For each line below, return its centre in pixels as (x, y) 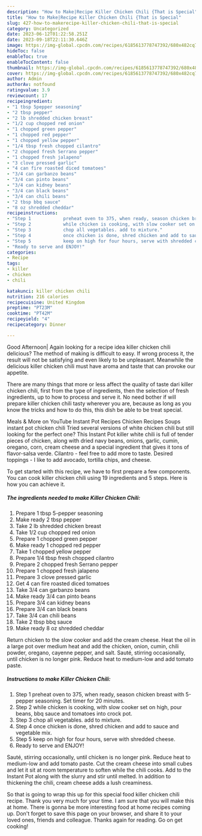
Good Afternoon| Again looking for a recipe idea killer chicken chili (89, 347)
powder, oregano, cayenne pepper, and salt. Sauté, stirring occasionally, (96, 653)
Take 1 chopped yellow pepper (53, 552)
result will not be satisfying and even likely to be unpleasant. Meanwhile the (100, 360)
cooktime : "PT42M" (30, 313)
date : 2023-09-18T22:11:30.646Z (47, 40)
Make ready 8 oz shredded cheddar (60, 628)
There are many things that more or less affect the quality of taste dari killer (100, 384)
